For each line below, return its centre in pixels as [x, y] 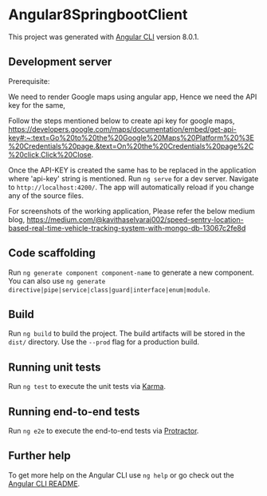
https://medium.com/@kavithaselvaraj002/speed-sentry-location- [135, 219]
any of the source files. [46, 195]
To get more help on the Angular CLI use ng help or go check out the [121, 475]
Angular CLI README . [44, 483]
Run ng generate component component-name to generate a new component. [132, 272]
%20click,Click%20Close [50, 154]
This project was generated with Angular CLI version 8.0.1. [104, 37]
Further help [40, 456]
